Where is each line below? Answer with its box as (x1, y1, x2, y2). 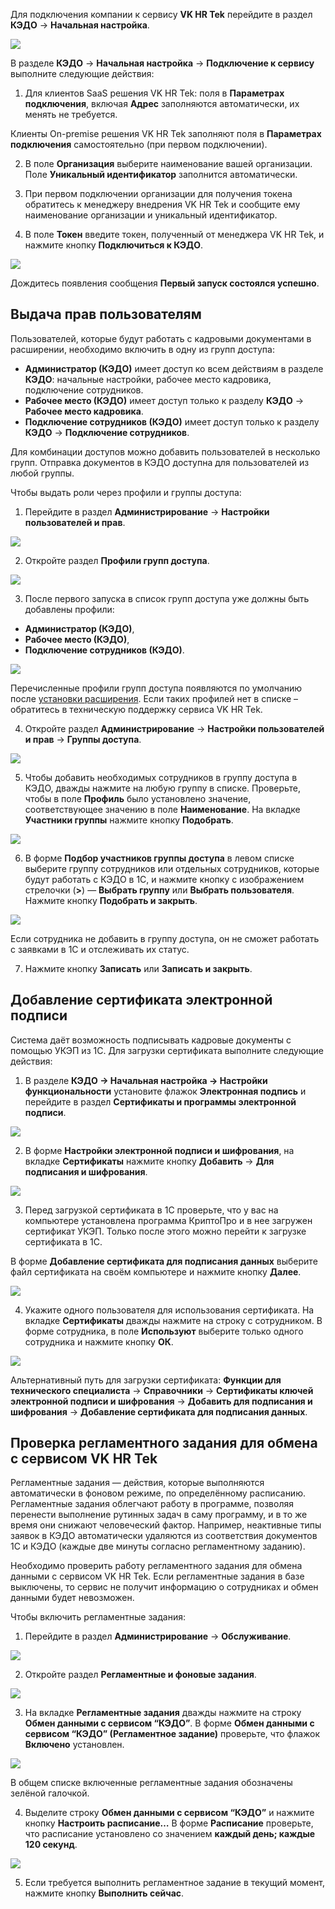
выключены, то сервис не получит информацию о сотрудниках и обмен (10, 1581, 319, 1593)
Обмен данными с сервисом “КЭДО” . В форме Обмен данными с (24, 1717, 315, 1729)
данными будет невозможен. (10, 1592, 135, 1604)
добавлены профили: (24, 603, 115, 615)
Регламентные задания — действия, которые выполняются (10, 1477, 265, 1489)
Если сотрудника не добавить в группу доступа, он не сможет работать (10, 932, 320, 944)
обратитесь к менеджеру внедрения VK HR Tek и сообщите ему (24, 199, 301, 210)
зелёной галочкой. (10, 1787, 90, 1799)
